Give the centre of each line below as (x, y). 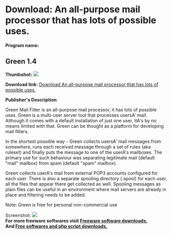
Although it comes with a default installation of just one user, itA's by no (81, 120)
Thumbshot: (19, 74)
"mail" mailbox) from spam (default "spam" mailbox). (61, 163)
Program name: (22, 45)
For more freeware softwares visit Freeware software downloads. (77, 221)
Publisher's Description (31, 100)
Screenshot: (18, 215)
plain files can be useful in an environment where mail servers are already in (86, 189)
